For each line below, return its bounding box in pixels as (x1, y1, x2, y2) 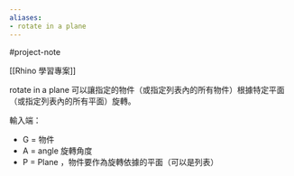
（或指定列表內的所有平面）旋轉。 (9, 96, 136, 107)
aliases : (9, 13, 42, 23)
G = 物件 (22, 134, 55, 144)
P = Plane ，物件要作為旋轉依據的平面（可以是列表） (22, 156, 219, 167)
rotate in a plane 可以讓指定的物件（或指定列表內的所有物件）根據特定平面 (9, 84, 286, 95)
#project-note (9, 46, 61, 57)
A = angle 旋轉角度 (22, 145, 93, 156)
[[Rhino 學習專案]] (9, 65, 77, 76)
